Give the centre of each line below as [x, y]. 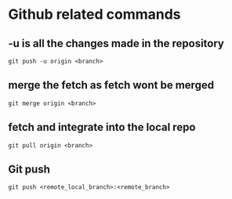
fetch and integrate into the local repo [102, 127]
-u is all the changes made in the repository [116, 43]
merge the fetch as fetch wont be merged [111, 85]
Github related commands [95, 14]
